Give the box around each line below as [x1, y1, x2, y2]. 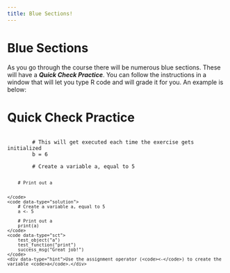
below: [7, 85, 26, 94]
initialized [7, 144, 42, 151]
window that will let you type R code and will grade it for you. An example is [7, 78, 224, 86]
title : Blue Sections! [7, 10, 73, 17]
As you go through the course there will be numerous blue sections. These [7, 63, 221, 72]
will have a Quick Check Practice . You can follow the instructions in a [7, 70, 207, 78]
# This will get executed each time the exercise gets [32, 138, 195, 146]
